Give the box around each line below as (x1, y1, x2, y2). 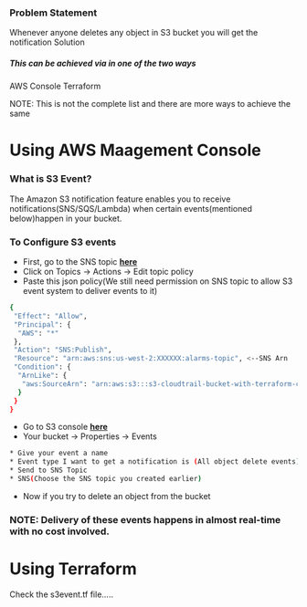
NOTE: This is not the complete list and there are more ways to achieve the (9, 99, 291, 110)
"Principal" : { (13, 319, 71, 330)
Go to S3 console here (22, 422, 108, 433)
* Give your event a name (9, 449, 108, 458)
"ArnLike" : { (17, 372, 68, 381)
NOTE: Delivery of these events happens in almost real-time (9, 513, 281, 526)
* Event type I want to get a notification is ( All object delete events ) (9, 457, 301, 466)
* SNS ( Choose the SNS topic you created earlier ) (9, 475, 203, 484)
